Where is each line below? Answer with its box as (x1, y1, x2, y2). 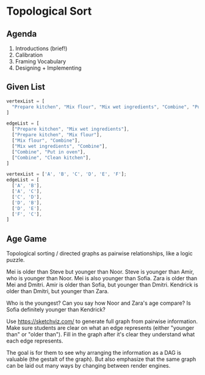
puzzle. (6, 257, 25, 264)
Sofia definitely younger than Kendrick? (6, 306, 106, 313)
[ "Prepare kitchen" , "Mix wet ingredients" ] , (12, 126, 130, 133)
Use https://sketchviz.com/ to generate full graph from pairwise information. (6, 318, 198, 325)
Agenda (6, 29, 37, 39)
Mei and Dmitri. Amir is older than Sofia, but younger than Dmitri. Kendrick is (6, 281, 198, 288)
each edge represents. (6, 337, 63, 344)
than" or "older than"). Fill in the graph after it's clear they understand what (6, 331, 195, 338)
